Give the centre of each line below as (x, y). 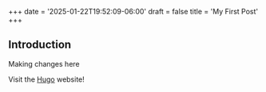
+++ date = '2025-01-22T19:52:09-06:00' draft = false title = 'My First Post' (133, 11)
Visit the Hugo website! (47, 79)
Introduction (40, 45)
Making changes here (44, 63)
